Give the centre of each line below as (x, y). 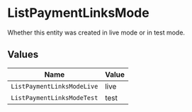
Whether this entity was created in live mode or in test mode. (96, 32)
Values (23, 55)
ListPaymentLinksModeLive (55, 86)
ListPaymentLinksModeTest (55, 98)
